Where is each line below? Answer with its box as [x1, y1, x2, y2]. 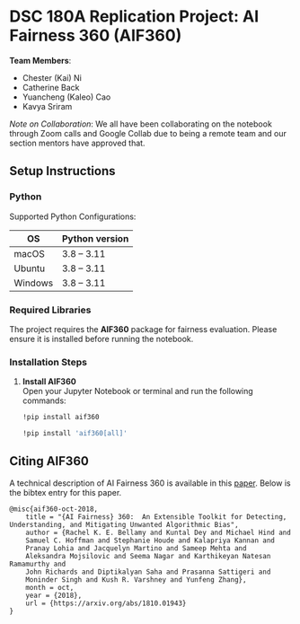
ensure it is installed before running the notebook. [9, 333, 194, 344]
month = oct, [25, 583, 75, 592]
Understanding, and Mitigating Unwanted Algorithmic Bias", [9, 520, 240, 529]
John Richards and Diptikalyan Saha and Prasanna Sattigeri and [25, 567, 271, 576]
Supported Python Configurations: [9, 211, 137, 222]
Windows [13, 277, 54, 289]
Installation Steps [9, 356, 88, 368]
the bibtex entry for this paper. [9, 487, 122, 497]
